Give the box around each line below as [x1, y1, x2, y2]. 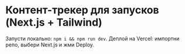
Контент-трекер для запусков [5, 3, 159, 17]
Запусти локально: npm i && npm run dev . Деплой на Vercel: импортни [5, 35, 180, 42]
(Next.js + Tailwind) [5, 16, 103, 29]
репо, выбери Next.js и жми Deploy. [5, 41, 95, 48]
